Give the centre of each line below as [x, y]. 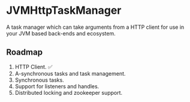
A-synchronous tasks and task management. [70, 73]
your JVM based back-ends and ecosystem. [61, 33]
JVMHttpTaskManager [64, 10]
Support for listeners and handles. [57, 86]
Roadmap [25, 52]
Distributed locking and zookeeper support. [69, 92]
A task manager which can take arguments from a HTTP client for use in [95, 27]
